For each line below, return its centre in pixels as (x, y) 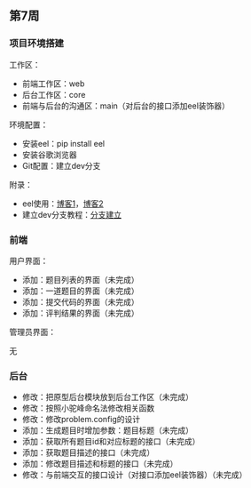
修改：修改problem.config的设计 (81, 420)
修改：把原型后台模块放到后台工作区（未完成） (107, 397)
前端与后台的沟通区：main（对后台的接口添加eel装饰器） (126, 106)
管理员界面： (32, 332)
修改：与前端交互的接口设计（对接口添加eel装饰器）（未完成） (134, 475)
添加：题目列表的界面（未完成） (80, 279)
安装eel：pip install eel (63, 143)
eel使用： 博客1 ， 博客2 (63, 204)
